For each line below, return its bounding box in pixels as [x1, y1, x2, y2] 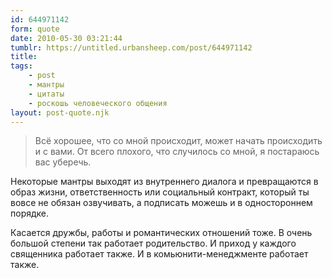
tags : [10, 61, 33, 71]
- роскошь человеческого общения [28, 98, 168, 108]
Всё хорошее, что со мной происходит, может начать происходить [34, 135, 323, 147]
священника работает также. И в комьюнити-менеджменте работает [10, 248, 309, 260]
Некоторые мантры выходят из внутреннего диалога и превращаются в [10, 176, 319, 188]
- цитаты [28, 89, 65, 99]
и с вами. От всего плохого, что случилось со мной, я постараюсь [34, 146, 320, 158]
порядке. [10, 207, 50, 220]
